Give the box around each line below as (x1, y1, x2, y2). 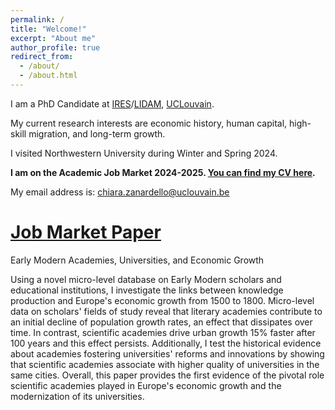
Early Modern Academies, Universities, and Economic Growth (10, 254, 265, 266)
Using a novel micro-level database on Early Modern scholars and (10, 273, 282, 285)
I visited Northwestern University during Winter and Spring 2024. (10, 147, 278, 159)
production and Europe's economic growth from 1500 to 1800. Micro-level (10, 294, 315, 306)
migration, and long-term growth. (28, 127, 166, 140)
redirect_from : (10, 52, 74, 62)
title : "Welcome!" (10, 24, 87, 34)
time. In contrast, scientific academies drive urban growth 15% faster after (10, 326, 316, 338)
